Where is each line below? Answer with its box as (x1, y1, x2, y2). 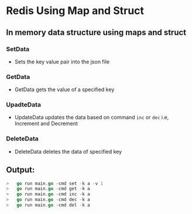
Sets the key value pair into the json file (14, 58, 110, 65)
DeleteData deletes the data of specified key (14, 148, 122, 155)
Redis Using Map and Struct (6, 4, 145, 18)
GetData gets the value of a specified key (14, 86, 115, 93)
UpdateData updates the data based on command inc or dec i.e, (14, 114, 169, 121)
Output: (6, 165, 35, 175)
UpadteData (6, 101, 41, 109)
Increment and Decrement (14, 120, 78, 127)
